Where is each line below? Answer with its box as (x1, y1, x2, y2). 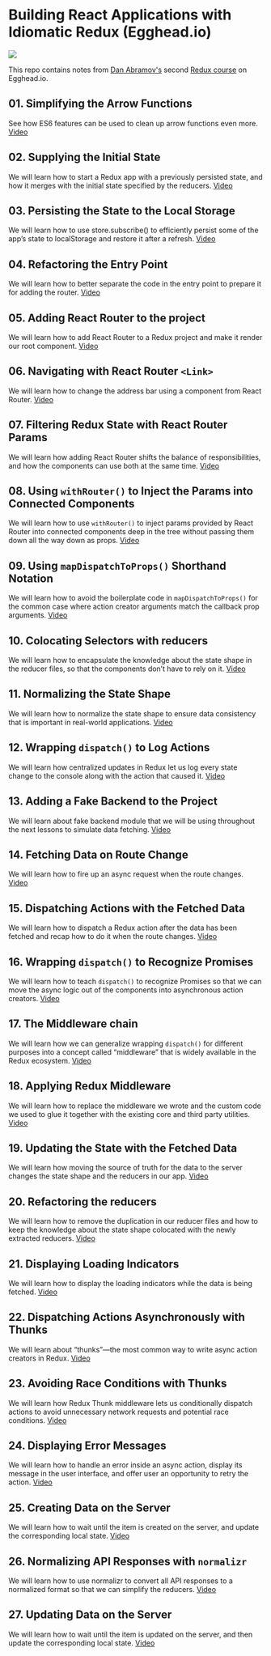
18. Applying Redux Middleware (8, 1079, 171, 1093)
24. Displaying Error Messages (8, 1439, 167, 1453)
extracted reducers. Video (8, 1234, 95, 1243)
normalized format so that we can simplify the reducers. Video (8, 1585, 217, 1594)
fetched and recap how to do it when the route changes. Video (8, 932, 218, 941)
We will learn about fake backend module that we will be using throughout (8, 816, 256, 826)
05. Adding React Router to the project (8, 311, 206, 325)
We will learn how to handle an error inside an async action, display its (8, 1460, 243, 1470)
